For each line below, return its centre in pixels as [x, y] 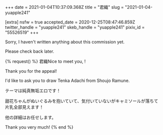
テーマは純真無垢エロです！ [33, 91]
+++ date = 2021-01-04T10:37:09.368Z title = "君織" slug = [65, 7]
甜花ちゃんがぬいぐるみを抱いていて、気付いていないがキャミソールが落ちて [82, 101]
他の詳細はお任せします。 [31, 117]
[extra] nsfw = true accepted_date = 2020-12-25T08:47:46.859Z [70, 22]
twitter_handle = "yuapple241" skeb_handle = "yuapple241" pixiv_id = [75, 27]
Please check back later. [30, 51]
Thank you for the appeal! [31, 71]
